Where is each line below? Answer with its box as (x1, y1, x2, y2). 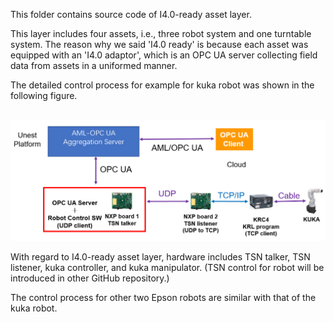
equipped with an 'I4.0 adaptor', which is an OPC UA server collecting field (10, 49, 318, 61)
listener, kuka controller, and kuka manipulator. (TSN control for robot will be (10, 262, 325, 274)
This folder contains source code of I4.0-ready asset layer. (10, 9, 252, 20)
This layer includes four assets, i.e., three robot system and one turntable (10, 28, 312, 39)
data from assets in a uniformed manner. (10, 60, 178, 71)
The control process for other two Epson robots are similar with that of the (10, 292, 317, 304)
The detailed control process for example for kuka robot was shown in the (10, 79, 315, 91)
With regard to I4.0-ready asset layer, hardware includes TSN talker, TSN (10, 251, 311, 263)
